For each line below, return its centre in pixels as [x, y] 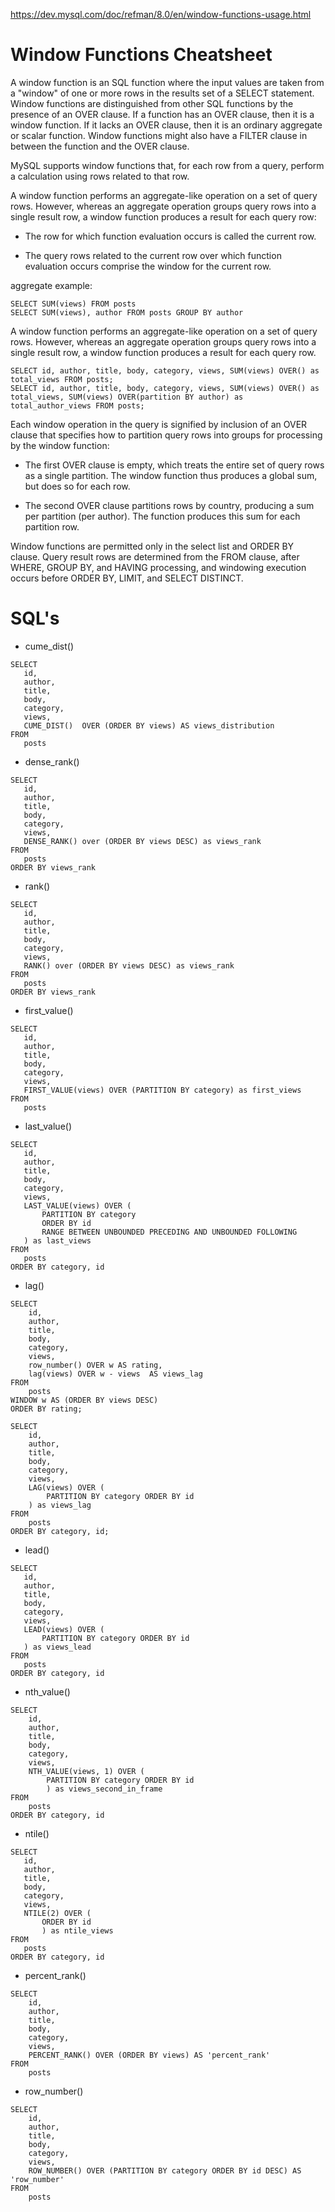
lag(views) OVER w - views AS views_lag [115, 1374]
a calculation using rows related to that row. [100, 176]
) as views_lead [57, 1647]
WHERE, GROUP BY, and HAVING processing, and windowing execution [158, 567]
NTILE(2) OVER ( [57, 1913]
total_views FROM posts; [62, 379]
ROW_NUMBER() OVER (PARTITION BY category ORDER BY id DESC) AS [165, 2170]
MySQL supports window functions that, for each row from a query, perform [167, 165]
